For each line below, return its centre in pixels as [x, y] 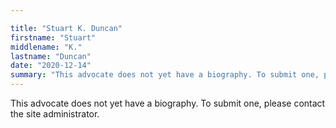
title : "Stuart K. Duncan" [66, 28]
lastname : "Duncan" [51, 56]
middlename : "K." [46, 47]
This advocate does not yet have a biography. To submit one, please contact [168, 103]
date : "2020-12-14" [51, 66]
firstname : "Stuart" [53, 37]
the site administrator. [55, 114]
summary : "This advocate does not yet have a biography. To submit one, [165, 75]
